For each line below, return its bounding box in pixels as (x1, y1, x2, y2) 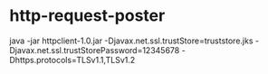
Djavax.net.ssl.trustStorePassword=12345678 (9, 44, 180, 55)
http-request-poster (9, 5, 166, 26)
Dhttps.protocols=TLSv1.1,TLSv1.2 (9, 54, 136, 65)
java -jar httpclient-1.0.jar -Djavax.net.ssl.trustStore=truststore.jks (9, 35, 254, 46)
